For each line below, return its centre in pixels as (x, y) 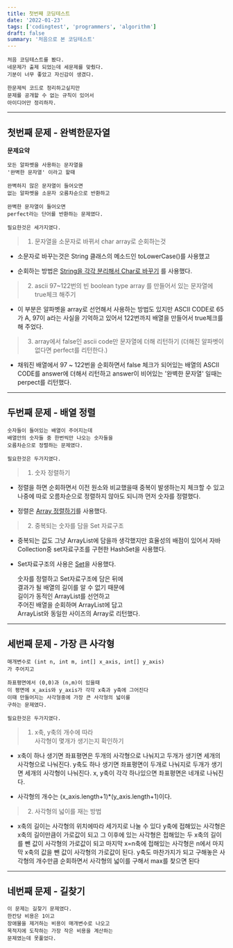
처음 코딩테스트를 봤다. (36, 60)
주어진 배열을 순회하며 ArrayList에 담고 (70, 604)
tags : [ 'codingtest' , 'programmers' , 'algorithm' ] (82, 26)
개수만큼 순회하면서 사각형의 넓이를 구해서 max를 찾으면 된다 (118, 860)
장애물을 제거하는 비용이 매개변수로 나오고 (59, 924)
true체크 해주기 (55, 294)
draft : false (26, 33)
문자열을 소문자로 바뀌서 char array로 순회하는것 (100, 241)
